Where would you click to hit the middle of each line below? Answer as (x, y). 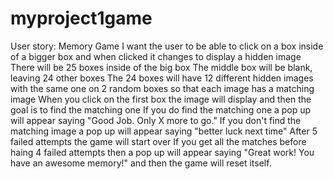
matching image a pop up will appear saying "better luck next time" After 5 (164, 131)
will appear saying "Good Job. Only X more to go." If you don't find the (156, 120)
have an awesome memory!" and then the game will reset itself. (141, 163)
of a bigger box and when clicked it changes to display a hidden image (156, 56)
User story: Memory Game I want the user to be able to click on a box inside (167, 46)
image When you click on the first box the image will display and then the (161, 99)
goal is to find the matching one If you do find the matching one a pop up (161, 109)
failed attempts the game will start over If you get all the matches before (158, 141)
